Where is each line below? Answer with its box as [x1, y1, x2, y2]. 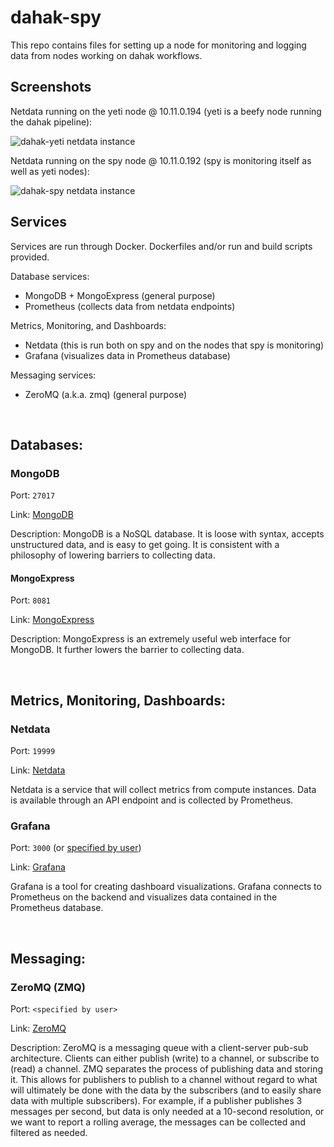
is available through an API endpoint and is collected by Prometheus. [10, 794, 294, 806]
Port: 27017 [10, 489, 56, 501]
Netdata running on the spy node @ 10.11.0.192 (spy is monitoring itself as [10, 154, 312, 166]
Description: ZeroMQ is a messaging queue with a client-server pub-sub [10, 1042, 309, 1054]
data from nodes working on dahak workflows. [10, 49, 203, 61]
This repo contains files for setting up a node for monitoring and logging [10, 39, 307, 51]
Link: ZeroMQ [10, 1022, 67, 1035]
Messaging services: [10, 369, 97, 381]
